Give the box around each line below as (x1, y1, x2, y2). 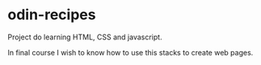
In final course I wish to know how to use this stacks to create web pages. (7, 47, 254, 57)
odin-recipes (7, 6, 96, 24)
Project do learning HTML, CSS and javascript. (7, 32, 162, 42)
